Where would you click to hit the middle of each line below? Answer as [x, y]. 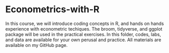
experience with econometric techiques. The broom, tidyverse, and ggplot [84, 29]
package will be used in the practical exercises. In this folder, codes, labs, [83, 34]
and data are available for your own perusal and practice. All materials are [83, 40]
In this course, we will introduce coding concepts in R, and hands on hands [85, 23]
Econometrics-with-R [52, 9]
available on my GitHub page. [36, 45]
